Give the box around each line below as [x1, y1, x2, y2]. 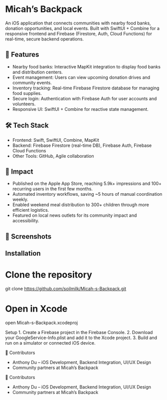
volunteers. [12, 101, 36, 107]
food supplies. [12, 90, 42, 96]
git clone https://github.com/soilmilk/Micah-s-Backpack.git [5, 286, 127, 292]
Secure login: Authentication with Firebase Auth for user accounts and [12, 95, 157, 101]
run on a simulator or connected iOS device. [5, 340, 96, 346]
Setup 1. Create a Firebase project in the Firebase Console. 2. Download [5, 330, 153, 336]
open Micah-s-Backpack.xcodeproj [5, 320, 78, 326]
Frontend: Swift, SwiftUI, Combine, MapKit [12, 137, 100, 143]
